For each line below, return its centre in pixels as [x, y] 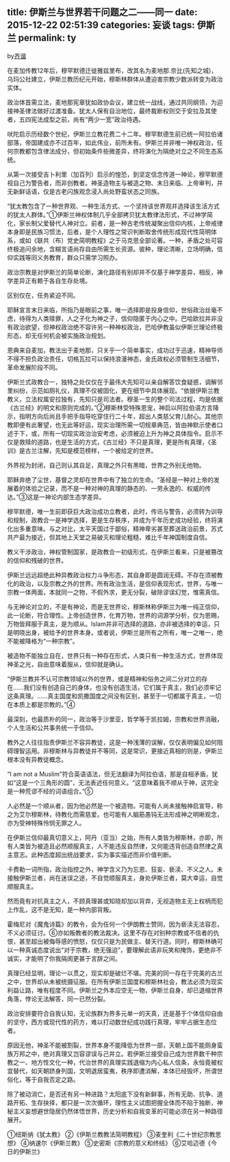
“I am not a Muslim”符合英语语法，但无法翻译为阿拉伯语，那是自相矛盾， [110, 774]
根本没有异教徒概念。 [37, 759]
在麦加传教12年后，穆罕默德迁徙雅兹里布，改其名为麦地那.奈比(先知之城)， [112, 70]
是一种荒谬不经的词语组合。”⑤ [50, 791]
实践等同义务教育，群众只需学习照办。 [67, 257]
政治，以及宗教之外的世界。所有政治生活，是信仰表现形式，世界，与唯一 [121, 583]
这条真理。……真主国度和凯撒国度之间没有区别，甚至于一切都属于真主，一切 [114, 696]
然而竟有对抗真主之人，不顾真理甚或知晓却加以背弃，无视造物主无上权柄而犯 [115, 900]
